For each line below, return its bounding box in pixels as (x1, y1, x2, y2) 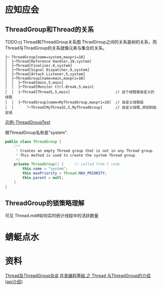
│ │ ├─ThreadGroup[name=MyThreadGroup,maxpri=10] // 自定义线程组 (5, 100, 144, 105)
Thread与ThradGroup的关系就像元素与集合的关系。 (5, 45, 107, 51)
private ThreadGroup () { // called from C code (14, 162, 120, 167)
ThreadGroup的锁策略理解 (5, 199, 85, 208)
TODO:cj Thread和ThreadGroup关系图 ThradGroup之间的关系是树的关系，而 (5, 39, 157, 45)
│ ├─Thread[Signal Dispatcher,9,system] (5, 67, 90, 72)
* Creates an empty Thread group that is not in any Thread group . (15, 148, 155, 153)
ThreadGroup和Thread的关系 (5, 25, 94, 33)
